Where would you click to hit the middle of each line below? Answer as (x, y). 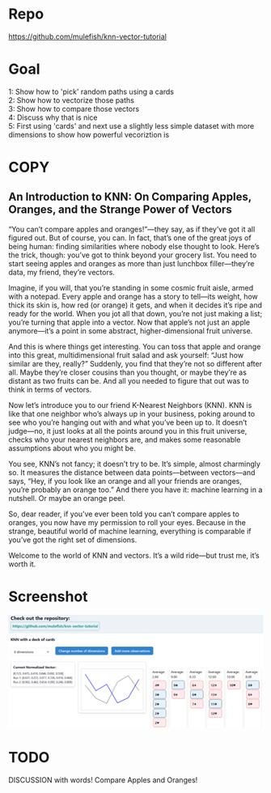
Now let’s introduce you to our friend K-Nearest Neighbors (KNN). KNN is (130, 405)
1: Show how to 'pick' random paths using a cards (91, 91)
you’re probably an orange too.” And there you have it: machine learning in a (135, 490)
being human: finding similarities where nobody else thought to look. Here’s (134, 246)
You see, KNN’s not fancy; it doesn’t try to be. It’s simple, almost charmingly (135, 464)
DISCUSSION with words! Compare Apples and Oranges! (103, 780)
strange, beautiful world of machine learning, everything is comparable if (130, 531)
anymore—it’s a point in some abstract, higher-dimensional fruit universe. (131, 331)
